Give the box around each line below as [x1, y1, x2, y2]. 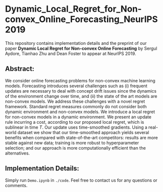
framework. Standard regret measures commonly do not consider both [5, 103, 147, 109]
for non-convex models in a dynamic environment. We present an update [5, 114, 152, 120]
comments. [5, 182, 28, 188]
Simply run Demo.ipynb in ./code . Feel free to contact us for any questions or [5, 177, 158, 183]
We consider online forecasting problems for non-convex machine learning [5, 77, 156, 83]
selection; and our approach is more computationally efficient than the [5, 145, 146, 151]
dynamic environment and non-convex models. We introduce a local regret [5, 109, 155, 115]
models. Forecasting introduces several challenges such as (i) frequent [5, 83, 147, 89]
